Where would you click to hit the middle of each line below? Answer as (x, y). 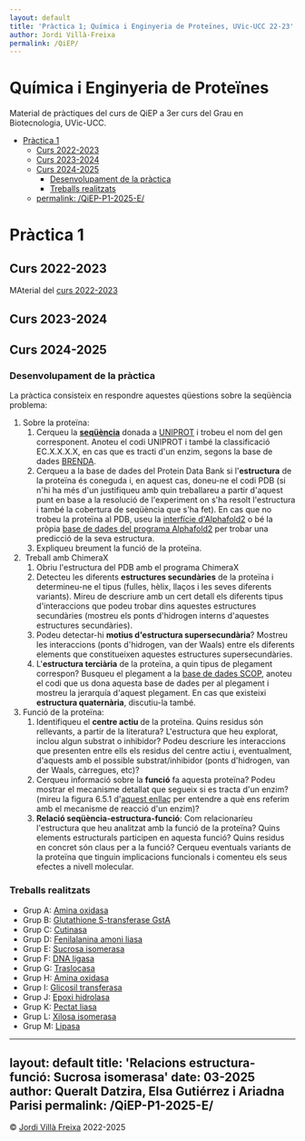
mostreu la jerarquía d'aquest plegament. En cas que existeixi (151, 693)
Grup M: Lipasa (51, 1026)
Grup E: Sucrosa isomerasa (74, 948)
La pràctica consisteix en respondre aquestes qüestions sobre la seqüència (151, 395)
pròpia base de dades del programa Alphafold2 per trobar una (152, 529)
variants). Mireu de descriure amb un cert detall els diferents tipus (160, 597)
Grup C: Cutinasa (55, 929)
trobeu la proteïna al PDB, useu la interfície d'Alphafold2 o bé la (155, 520)
